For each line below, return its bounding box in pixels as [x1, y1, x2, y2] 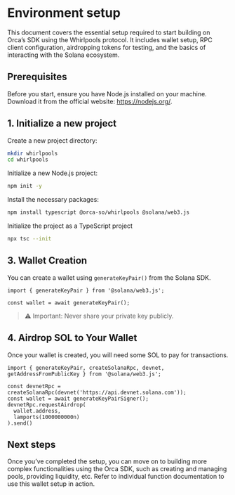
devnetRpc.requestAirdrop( [7, 401, 86, 409]
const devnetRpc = [7, 382, 61, 390]
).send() [7, 420, 33, 427]
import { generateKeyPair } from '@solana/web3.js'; [7, 287, 165, 294]
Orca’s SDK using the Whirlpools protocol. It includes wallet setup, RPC [7, 35, 213, 44]
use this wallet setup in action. [7, 480, 95, 488]
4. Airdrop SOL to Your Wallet [7, 332, 137, 344]
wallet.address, [13, 407, 61, 414]
